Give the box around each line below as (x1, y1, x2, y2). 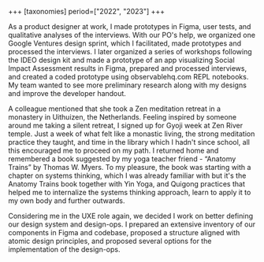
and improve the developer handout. (8, 89, 126, 98)
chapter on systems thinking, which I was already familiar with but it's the (8, 171, 247, 180)
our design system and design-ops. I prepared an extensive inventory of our (8, 220, 256, 229)
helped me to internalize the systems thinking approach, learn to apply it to (8, 188, 251, 197)
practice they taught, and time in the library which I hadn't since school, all (8, 138, 251, 146)
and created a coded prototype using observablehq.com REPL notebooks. (8, 72, 249, 81)
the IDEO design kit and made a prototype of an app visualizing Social (8, 55, 235, 65)
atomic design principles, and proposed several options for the (8, 236, 212, 245)
